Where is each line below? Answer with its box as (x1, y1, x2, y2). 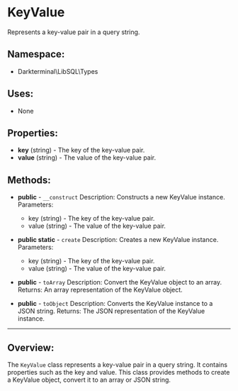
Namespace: (7, 48, 65, 60)
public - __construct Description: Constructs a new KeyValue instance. (17, 193, 225, 202)
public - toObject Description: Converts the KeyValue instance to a (17, 299, 213, 308)
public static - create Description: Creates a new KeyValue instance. (17, 236, 219, 244)
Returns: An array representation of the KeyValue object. (17, 285, 183, 294)
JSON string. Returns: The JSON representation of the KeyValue (17, 307, 205, 316)
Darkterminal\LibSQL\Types (17, 67, 98, 75)
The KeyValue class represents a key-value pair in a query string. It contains (7, 360, 228, 369)
